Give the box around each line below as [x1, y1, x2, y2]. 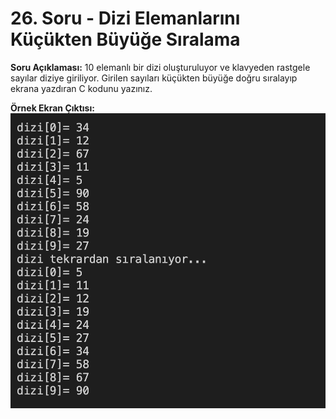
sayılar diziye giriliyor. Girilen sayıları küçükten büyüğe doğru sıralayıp [10, 72, 298, 84]
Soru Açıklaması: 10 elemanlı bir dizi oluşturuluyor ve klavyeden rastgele [10, 61, 311, 73]
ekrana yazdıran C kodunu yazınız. [10, 82, 153, 94]
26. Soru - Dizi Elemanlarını [10, 7, 241, 30]
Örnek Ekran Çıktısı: [10, 102, 95, 114]
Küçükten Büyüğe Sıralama [10, 28, 241, 51]
